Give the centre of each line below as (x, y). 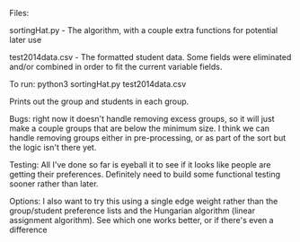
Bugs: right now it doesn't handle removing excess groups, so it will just (142, 119)
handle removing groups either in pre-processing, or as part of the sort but (148, 138)
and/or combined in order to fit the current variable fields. (116, 67)
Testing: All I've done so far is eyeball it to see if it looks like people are (140, 164)
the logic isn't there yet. (53, 147)
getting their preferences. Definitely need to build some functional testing (145, 174)
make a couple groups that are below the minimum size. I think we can (140, 128)
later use (26, 40)
